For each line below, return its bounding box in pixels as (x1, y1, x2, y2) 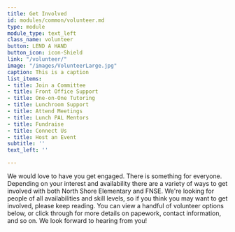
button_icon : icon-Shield (7, 50, 83, 57)
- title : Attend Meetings (7, 108, 83, 115)
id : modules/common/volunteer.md (7, 17, 105, 24)
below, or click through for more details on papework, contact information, (7, 209, 222, 217)
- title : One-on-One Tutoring (7, 95, 96, 102)
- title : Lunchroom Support (7, 101, 90, 108)
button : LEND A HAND (7, 43, 68, 50)
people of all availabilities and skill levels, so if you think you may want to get (7, 194, 228, 203)
